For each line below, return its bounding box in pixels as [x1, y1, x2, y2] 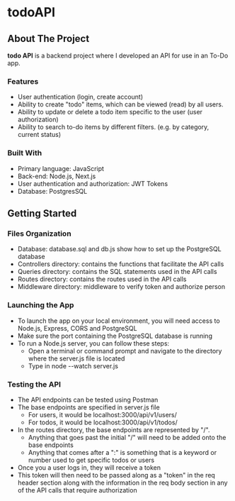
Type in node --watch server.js [28, 361, 119, 370]
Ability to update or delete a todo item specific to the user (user [17, 108, 203, 116]
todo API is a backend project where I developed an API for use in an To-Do [7, 51, 229, 60]
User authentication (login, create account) [17, 93, 144, 101]
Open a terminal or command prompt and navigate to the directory [28, 346, 222, 355]
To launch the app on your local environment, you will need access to [17, 316, 221, 325]
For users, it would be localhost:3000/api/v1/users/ [28, 410, 177, 419]
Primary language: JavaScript [17, 164, 105, 172]
